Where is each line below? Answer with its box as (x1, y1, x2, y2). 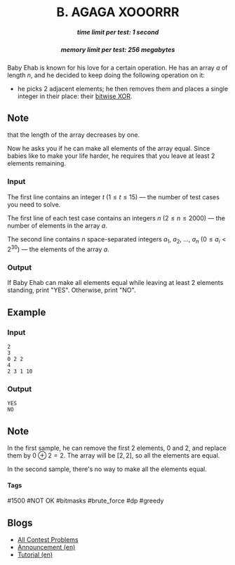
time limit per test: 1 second (76, 27, 159, 36)
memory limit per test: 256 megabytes (60, 46, 175, 54)
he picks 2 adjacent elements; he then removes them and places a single (17, 84, 229, 93)
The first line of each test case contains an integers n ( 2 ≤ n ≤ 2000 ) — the (7, 213, 226, 222)
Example (7, 306, 46, 318)
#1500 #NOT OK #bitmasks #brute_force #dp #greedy (7, 496, 164, 505)
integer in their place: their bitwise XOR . (17, 92, 133, 100)
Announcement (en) (17, 543, 76, 552)
